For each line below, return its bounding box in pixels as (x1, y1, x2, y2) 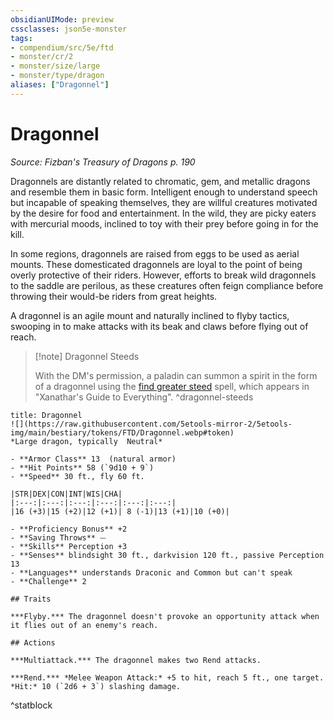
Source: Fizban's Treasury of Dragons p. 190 (10, 156, 196, 168)
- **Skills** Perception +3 (10, 541, 128, 551)
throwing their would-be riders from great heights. (10, 290, 218, 302)
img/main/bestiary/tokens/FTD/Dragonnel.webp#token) (10, 427, 235, 438)
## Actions (10, 637, 56, 648)
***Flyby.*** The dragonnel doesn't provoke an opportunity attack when (10, 611, 320, 621)
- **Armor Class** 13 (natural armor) (10, 454, 177, 464)
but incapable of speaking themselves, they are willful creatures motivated (10, 196, 318, 208)
